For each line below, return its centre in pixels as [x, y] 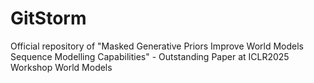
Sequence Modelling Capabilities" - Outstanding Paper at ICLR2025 [150, 56]
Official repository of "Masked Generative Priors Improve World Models [157, 46]
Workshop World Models [61, 67]
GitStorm [48, 18]
